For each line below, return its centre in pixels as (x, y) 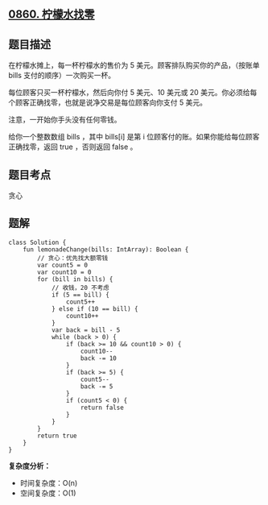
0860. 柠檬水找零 (52, 14)
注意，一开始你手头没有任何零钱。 (65, 120)
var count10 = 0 (64, 272)
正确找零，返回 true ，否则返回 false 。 (73, 147)
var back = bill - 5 (86, 330)
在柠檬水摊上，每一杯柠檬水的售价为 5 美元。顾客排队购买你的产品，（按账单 (134, 65)
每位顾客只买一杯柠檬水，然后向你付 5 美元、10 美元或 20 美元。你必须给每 (133, 93)
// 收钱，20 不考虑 (80, 288)
